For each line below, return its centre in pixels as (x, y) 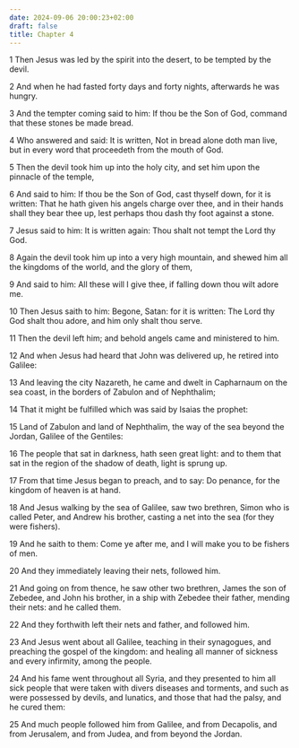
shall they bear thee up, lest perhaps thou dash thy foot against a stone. (142, 213)
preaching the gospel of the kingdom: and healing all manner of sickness (144, 652)
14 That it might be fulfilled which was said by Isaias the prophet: (129, 410)
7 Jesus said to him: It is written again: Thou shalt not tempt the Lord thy (142, 230)
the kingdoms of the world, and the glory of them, (101, 267)
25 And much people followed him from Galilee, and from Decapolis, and (143, 725)
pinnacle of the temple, (52, 177)
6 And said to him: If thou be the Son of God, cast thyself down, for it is (140, 195)
